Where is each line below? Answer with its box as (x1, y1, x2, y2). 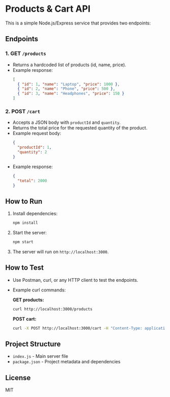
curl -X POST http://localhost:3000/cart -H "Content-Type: (12, 326, 143, 331)
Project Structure (5, 339, 61, 348)
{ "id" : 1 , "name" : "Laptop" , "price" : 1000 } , (17, 82, 120, 87)
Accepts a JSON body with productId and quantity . (12, 119, 121, 125)
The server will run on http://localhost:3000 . (12, 248, 109, 255)
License (5, 373, 31, 382)
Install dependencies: (12, 210, 58, 217)
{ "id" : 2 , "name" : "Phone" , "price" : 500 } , (17, 86, 116, 92)
